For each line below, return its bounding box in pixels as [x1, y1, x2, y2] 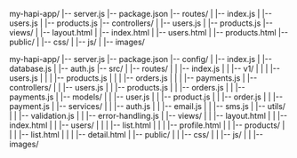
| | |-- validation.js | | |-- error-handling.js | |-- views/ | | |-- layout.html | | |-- [9, 111, 288, 121]
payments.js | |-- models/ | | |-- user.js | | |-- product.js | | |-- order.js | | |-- [9, 91, 283, 102]
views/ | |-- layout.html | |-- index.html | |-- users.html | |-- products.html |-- [9, 28, 289, 37]
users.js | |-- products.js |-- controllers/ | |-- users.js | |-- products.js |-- [9, 18, 273, 28]
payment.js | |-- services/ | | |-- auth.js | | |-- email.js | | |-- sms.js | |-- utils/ [9, 101, 286, 111]
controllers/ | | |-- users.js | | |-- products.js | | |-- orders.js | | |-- [9, 83, 246, 92]
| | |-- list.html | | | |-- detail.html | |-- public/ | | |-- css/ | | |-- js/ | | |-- [9, 130, 264, 139]
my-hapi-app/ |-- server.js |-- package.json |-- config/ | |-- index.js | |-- [9, 54, 273, 64]
